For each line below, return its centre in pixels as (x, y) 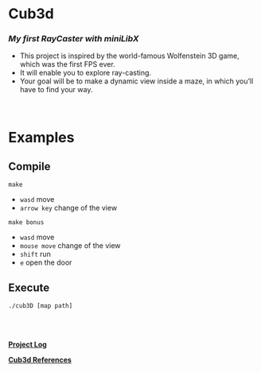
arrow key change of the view (68, 208)
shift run (35, 254)
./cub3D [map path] (41, 306)
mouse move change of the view (70, 246)
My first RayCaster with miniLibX (74, 39)
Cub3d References (40, 360)
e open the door (46, 262)
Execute (29, 287)
